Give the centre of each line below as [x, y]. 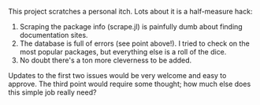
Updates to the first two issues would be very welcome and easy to [117, 75]
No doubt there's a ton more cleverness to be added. [106, 60]
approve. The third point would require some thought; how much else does [130, 84]
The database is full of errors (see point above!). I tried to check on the [134, 43]
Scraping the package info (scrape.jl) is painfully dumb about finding [131, 26]
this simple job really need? [52, 92]
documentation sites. [54, 35]
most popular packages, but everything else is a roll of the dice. [123, 52]
